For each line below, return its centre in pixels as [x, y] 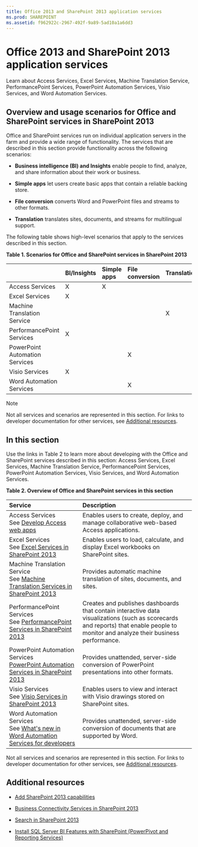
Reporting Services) [39, 838]
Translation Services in [41, 586]
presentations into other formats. [128, 672]
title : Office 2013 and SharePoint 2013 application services [84, 12]
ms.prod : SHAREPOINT [32, 17]
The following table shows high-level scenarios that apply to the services [95, 237]
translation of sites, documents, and [132, 579]
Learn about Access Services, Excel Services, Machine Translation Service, [98, 81]
